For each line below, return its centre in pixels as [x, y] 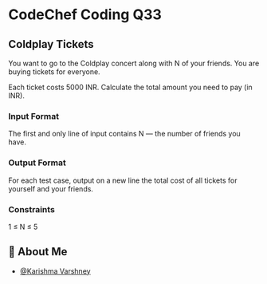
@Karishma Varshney [55, 271]
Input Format [34, 116]
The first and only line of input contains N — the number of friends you [124, 134]
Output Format [37, 163]
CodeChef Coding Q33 [85, 15]
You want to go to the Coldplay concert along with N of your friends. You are [134, 63]
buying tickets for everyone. [55, 72]
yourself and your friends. [51, 188]
